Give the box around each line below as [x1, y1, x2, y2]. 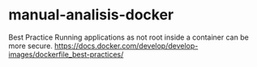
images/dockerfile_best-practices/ [8, 49, 124, 59]
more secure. [8, 40, 53, 50]
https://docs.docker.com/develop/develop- [54, 40, 199, 50]
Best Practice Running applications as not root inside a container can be [8, 32, 249, 42]
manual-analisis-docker [8, 6, 174, 24]
